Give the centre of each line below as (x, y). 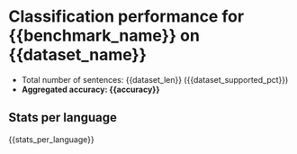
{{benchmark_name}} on (104, 36)
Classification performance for (126, 17)
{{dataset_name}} (78, 55)
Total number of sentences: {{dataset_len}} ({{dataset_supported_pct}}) (155, 79)
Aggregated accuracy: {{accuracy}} (90, 89)
